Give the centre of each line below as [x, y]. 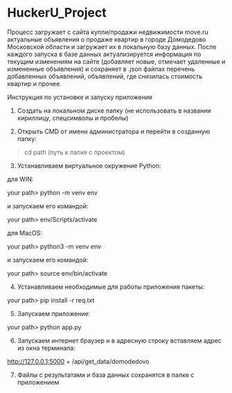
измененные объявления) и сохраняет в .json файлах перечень [101, 69]
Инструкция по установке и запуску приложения [80, 97]
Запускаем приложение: [54, 313]
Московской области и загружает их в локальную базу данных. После [112, 47]
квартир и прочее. [35, 83]
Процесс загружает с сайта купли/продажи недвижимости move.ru [108, 32]
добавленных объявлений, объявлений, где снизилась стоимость [105, 76]
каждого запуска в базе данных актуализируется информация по [104, 54]
